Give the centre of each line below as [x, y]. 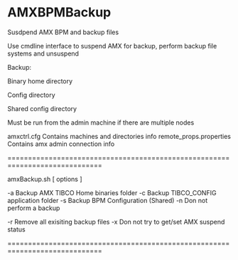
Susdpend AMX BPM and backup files [63, 32]
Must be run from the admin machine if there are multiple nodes [101, 123]
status [17, 229]
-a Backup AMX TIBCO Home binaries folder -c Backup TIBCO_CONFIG [112, 192]
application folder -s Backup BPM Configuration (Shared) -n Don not [108, 200]
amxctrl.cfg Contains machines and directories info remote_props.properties [119, 136]
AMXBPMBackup [59, 12]
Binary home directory [40, 81]
